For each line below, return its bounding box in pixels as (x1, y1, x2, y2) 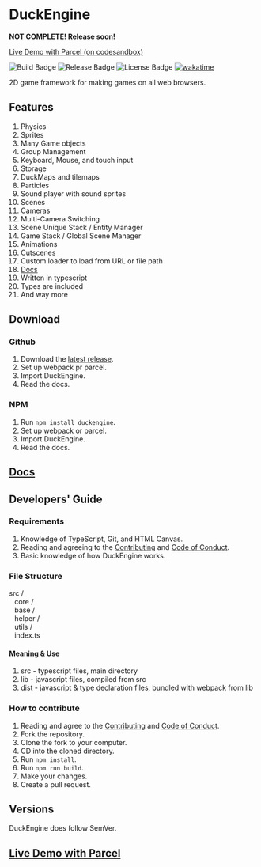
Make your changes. (20, 771, 88, 781)
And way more (20, 290, 69, 299)
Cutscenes (20, 248, 56, 257)
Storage (20, 164, 47, 173)
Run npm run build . (20, 763, 84, 772)
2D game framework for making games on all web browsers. (9, 78, 206, 87)
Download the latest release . (20, 354, 114, 364)
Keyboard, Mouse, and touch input (20, 155, 134, 165)
